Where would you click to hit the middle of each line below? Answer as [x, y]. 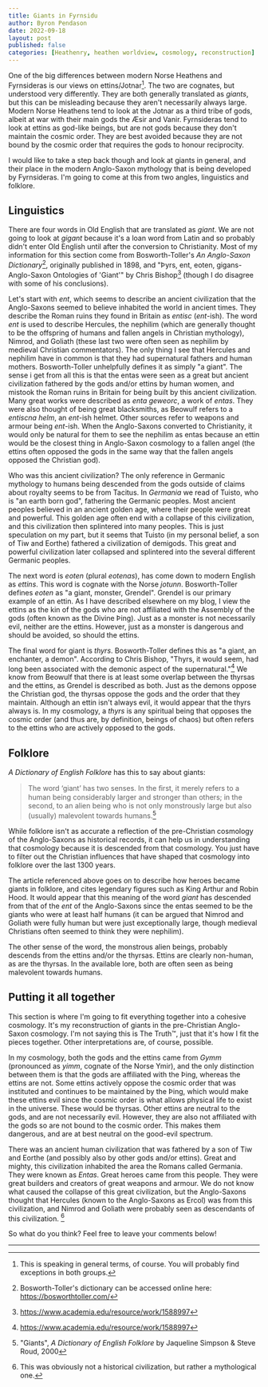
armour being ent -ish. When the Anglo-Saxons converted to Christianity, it [130, 426]
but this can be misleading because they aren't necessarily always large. [128, 102]
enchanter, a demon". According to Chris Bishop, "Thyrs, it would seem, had [134, 658]
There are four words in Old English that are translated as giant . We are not [131, 230]
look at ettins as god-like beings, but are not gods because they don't [122, 128]
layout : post [30, 38]
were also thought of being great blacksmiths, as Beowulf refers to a [121, 409]
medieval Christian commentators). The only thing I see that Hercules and [129, 350]
